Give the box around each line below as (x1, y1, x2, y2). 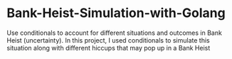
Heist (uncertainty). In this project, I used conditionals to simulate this (6, 36, 211, 44)
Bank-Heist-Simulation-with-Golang (6, 5, 226, 21)
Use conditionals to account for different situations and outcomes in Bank (6, 28, 222, 37)
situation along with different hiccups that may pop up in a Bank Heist (6, 43, 211, 52)
